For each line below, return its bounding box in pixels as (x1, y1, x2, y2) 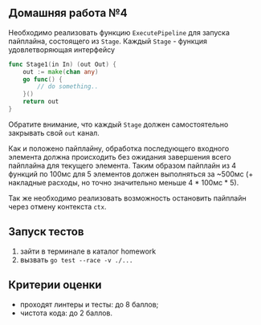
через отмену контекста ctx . (8, 201, 107, 211)
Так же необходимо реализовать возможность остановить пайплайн (8, 193, 247, 203)
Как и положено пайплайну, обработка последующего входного (8, 144, 230, 153)
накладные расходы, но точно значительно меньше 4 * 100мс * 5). (8, 177, 239, 187)
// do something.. (37, 83, 99, 91)
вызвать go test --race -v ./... (19, 254, 133, 264)
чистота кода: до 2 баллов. (19, 308, 113, 318)
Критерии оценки (8, 278, 102, 292)
